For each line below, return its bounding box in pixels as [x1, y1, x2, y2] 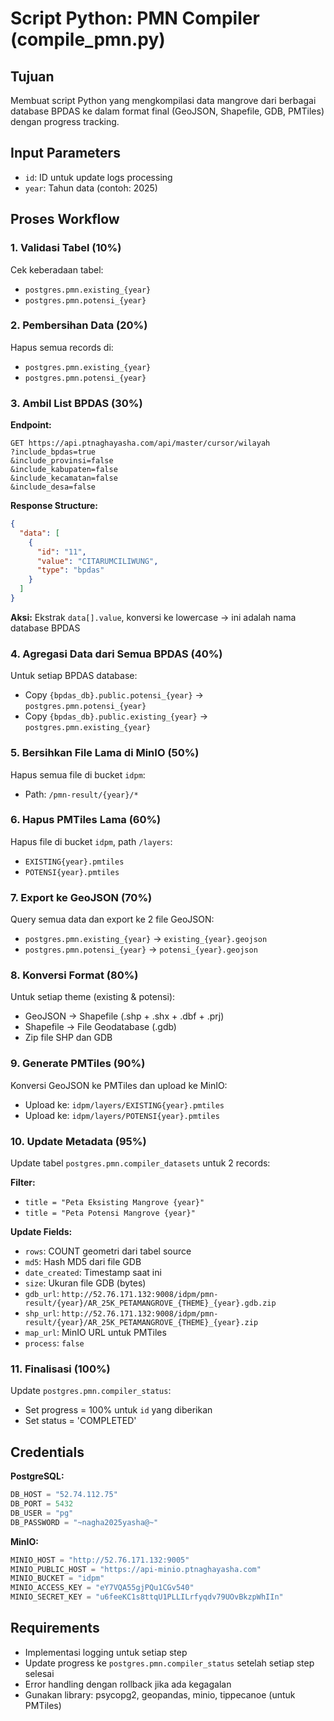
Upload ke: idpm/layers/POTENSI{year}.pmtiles [24, 1109, 220, 1121]
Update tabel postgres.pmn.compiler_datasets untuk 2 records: [10, 1157, 271, 1169]
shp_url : [24, 1307, 60, 1319]
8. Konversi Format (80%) [10, 968, 139, 982]
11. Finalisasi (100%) [10, 1362, 111, 1376]
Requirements [10, 1620, 100, 1637]
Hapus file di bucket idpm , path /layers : [10, 835, 173, 847]
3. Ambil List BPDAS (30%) [10, 396, 143, 410]
